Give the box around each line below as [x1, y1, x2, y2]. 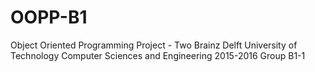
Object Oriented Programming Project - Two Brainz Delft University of [10, 39, 298, 51]
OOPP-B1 [10, 6, 88, 29]
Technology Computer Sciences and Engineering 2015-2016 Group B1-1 [10, 49, 306, 61]
